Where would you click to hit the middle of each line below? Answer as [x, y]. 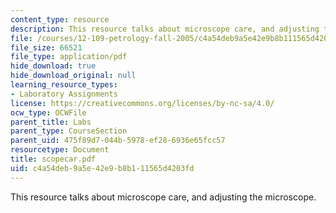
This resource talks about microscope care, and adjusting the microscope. [163, 197]
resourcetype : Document [60, 150]
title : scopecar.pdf [53, 159]
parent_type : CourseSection [69, 131]
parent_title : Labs [51, 122]
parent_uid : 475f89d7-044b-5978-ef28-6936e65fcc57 [118, 141]
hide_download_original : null [73, 76]
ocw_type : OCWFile [48, 112]
